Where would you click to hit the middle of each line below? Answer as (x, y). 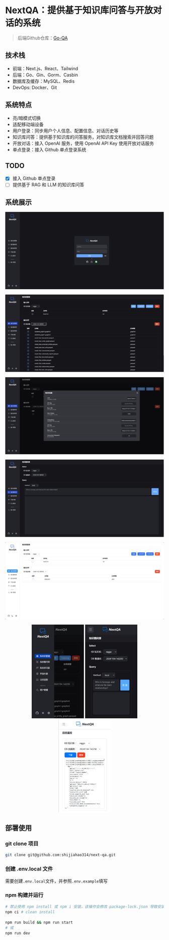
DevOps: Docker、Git (35, 87)
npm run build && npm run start (39, 923)
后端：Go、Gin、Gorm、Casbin (45, 75)
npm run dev (18, 933)
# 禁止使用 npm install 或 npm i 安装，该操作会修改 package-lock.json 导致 (81, 907)
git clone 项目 (22, 844)
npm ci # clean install (30, 912)
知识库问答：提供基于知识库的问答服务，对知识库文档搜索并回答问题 (83, 137)
